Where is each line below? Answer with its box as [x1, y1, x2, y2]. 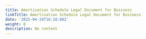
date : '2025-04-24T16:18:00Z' [5, 17, 69, 22]
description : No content [5, 26, 58, 31]
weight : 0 [5, 21, 26, 27]
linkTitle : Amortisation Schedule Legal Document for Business [5, 12, 141, 17]
